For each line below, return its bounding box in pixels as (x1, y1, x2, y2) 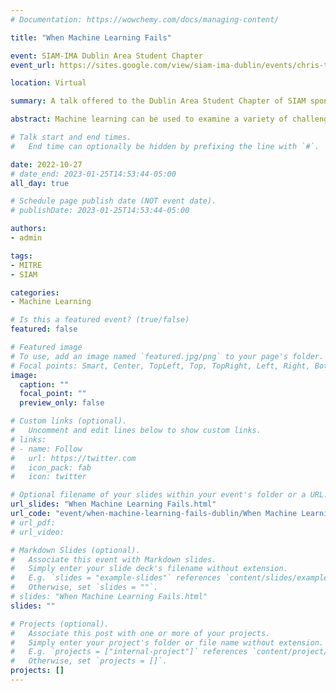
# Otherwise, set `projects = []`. (10, 656, 168, 666)
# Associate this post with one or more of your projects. (10, 628, 271, 638)
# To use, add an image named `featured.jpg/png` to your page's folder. (10, 351, 325, 361)
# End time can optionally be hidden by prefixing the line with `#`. (10, 141, 320, 151)
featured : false (10, 324, 78, 335)
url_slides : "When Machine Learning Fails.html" (10, 499, 217, 510)
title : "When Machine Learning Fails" (10, 32, 172, 43)
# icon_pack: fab (10, 462, 92, 473)
